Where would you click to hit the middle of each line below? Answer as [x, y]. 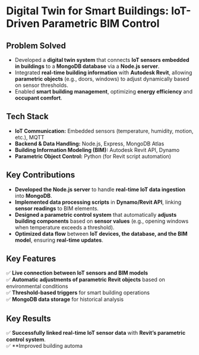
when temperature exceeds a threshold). [64, 227]
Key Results [29, 318]
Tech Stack [27, 116]
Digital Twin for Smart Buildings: [88, 11]
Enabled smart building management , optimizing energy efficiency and [104, 91]
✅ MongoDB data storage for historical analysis [65, 300]
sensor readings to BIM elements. [57, 208]
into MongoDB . [33, 195]
